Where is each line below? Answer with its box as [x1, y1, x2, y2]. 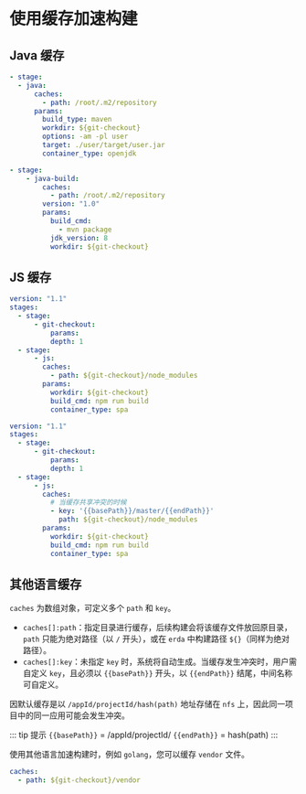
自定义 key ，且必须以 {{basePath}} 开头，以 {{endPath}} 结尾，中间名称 [22, 668, 293, 679]
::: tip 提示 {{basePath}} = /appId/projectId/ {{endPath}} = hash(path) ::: [9, 729, 279, 741]
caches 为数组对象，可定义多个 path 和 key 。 [9, 603, 176, 614]
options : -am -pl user [42, 132, 129, 142]
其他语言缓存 [9, 576, 82, 592]
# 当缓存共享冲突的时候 [49, 498, 127, 508]
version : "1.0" [42, 199, 100, 209]
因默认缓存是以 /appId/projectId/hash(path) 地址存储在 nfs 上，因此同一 [9, 699, 286, 710]
